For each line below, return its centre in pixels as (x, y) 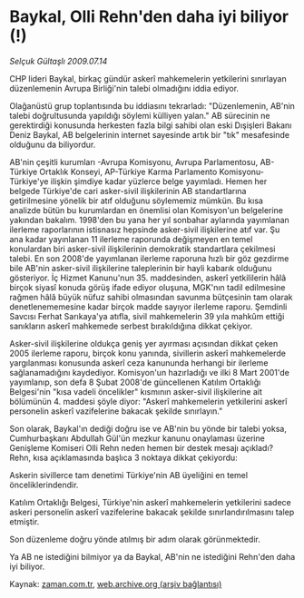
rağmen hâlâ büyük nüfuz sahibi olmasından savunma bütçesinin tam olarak (151, 297)
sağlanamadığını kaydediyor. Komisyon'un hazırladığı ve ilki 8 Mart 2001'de (150, 372)
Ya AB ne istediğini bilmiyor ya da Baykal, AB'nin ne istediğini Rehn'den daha (152, 556)
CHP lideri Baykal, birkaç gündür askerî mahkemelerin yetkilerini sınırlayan (148, 78)
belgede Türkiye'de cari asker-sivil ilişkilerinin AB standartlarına (128, 191)
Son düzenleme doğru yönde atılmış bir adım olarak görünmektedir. (135, 539)
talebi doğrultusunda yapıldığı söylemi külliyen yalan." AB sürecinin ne (140, 115)
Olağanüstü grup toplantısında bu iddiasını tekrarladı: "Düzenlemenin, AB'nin (152, 105)
